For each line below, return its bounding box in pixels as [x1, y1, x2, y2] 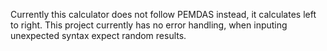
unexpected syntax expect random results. [10, 30, 187, 41]
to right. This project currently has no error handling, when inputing [10, 19, 288, 31]
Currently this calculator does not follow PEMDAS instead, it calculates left [10, 9, 317, 20]
